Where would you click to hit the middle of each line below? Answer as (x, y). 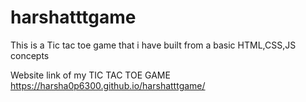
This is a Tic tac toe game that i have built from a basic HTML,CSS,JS (153, 45)
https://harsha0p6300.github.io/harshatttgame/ (108, 85)
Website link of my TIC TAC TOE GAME (90, 75)
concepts (30, 55)
